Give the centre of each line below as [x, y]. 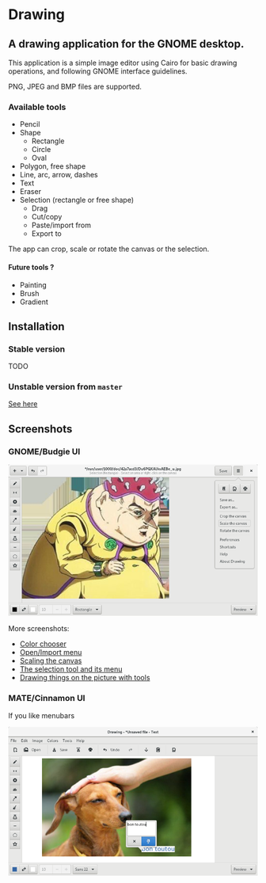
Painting [33, 285]
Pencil [30, 124]
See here [23, 404]
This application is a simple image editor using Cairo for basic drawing [123, 63]
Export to [46, 234]
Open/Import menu [51, 653]
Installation [36, 326]
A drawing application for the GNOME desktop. [126, 44]
